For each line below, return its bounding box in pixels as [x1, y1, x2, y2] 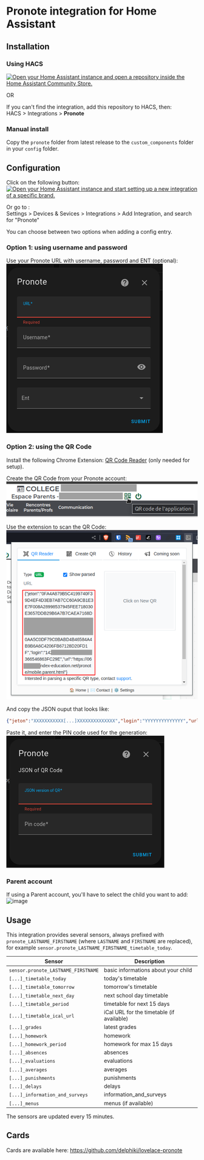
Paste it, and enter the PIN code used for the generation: [6, 728, 148, 736]
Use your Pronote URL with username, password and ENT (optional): [6, 257, 178, 265]
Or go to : [6, 203, 30, 211]
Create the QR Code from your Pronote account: [6, 475, 127, 482]
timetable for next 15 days [104, 1000, 170, 1007]
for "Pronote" [6, 216, 39, 223]
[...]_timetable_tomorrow [8, 985, 75, 991]
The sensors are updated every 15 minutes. [6, 1113, 115, 1121]
